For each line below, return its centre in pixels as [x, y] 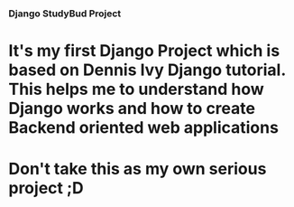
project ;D [46, 188]
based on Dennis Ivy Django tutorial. [147, 70]
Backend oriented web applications [143, 128]
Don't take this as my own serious [138, 169]
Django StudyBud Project [65, 14]
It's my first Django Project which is [144, 51]
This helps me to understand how [136, 89]
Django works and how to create [132, 109]
